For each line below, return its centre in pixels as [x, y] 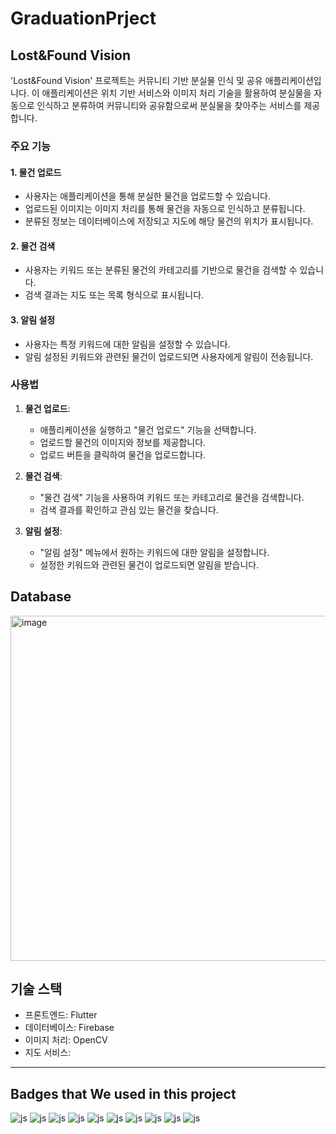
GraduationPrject [83, 18]
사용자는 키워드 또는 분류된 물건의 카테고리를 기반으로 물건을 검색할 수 [161, 270]
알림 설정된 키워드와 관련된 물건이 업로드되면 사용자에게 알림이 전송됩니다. [169, 356]
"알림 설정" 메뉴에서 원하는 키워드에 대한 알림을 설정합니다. [154, 552]
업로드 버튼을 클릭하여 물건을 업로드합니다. [123, 454]
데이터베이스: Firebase [69, 1028]
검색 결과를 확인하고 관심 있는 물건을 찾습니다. [129, 509]
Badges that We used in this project [123, 1093]
